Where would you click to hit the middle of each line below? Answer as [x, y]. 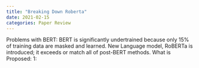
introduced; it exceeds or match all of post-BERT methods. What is [88, 52]
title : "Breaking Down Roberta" [46, 12]
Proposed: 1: [22, 59]
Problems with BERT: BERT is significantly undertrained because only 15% [98, 40]
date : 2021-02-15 [28, 17]
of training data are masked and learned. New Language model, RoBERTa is [99, 46]
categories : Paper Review [38, 23]
